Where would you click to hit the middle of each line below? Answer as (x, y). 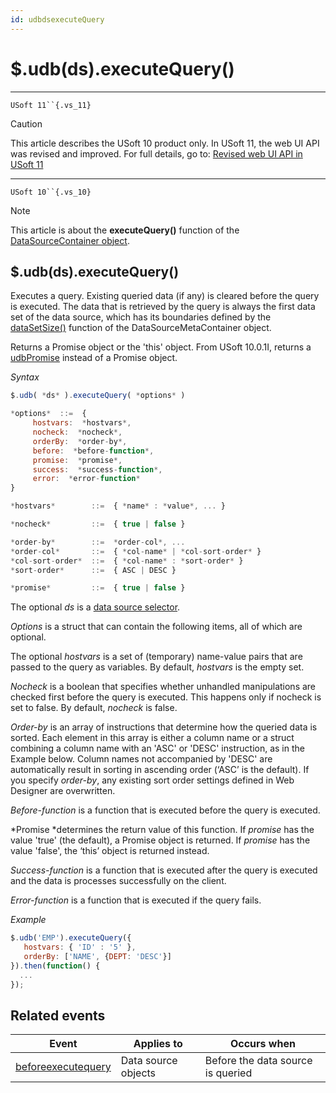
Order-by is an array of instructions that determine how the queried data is (164, 727)
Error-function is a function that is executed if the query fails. (136, 900)
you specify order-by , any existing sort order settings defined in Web (152, 780)
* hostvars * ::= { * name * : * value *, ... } (118, 506)
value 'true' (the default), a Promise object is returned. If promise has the (160, 840)
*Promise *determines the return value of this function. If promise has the (162, 830)
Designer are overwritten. (63, 791)
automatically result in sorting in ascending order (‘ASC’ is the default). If (160, 770)
